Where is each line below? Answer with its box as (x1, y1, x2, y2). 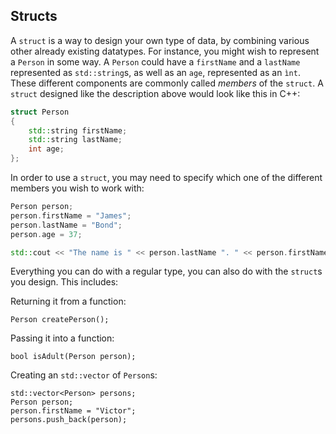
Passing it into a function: (10, 332, 115, 344)
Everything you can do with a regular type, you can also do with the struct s (10, 265, 323, 278)
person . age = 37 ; (10, 229, 83, 239)
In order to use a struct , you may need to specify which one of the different (10, 172, 323, 184)
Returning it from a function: (10, 295, 127, 308)
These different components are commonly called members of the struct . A (10, 77, 324, 89)
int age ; (28, 144, 65, 154)
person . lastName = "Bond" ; (10, 220, 123, 230)
